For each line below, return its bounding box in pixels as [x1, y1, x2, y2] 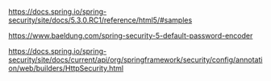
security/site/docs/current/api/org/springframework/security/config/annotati [8, 55, 263, 64]
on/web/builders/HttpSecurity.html [8, 63, 123, 73]
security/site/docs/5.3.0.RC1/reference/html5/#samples [8, 15, 193, 25]
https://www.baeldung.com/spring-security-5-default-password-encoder [8, 31, 253, 40]
